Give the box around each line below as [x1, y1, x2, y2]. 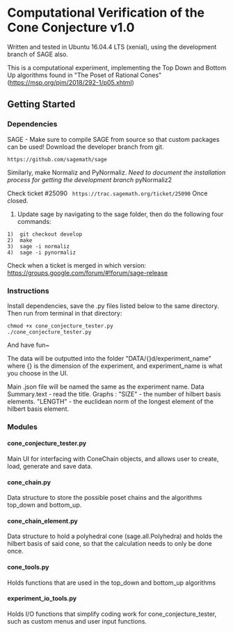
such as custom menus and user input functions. [7, 617, 147, 625]
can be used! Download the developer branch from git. [7, 143, 165, 151]
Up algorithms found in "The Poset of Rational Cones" [7, 71, 162, 79]
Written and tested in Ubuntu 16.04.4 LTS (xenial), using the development [7, 42, 217, 51]
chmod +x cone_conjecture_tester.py [7, 322, 113, 330]
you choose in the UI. [7, 368, 68, 377]
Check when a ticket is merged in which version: [7, 261, 147, 269]
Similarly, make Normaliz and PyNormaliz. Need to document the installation [7, 168, 226, 177]
